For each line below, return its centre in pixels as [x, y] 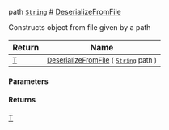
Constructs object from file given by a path [80, 27]
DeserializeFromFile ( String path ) [102, 60]
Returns [22, 100]
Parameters [28, 81]
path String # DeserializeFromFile [65, 12]
